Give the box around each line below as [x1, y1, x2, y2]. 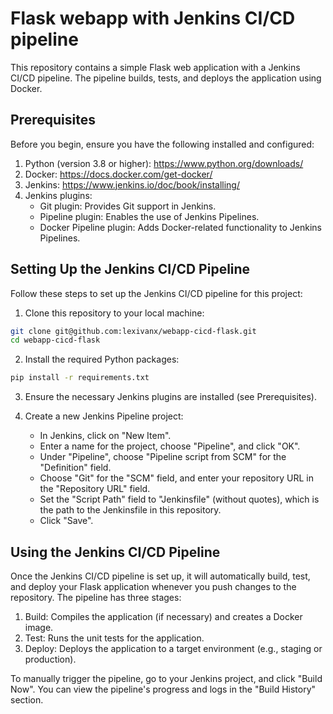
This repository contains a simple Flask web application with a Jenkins [10, 61, 301, 73]
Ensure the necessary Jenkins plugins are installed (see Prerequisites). [24, 391, 317, 403]
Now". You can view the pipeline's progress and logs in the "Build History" [10, 683, 317, 695]
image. [24, 622, 54, 633]
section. [10, 694, 44, 706]
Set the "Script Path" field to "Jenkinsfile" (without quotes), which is [39, 493, 320, 506]
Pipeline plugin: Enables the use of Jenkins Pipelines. [39, 210, 260, 222]
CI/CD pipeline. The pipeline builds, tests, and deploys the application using [10, 72, 322, 84]
